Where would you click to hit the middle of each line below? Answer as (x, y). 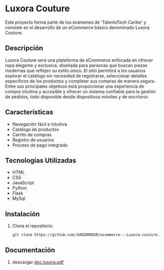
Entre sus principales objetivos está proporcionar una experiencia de (75, 86)
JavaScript (23, 183)
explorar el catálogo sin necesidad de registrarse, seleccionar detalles (76, 76)
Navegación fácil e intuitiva (40, 124)
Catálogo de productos (35, 129)
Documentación (30, 250)
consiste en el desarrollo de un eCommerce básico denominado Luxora (77, 27)
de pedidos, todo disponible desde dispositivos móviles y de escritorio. (77, 97)
